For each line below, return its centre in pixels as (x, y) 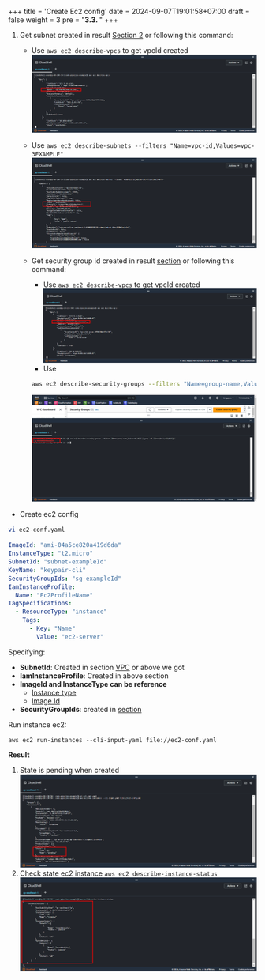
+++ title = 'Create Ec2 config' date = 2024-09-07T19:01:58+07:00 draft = (129, 11)
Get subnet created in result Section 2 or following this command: (126, 35)
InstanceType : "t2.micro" (50, 554)
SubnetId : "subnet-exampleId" (58, 562)
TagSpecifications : (40, 604)
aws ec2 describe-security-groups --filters (106, 384)
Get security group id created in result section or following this (133, 261)
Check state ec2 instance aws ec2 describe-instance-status (119, 873)
